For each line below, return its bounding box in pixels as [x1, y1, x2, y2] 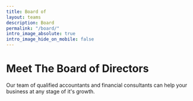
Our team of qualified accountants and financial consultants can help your [6, 81, 188, 89]
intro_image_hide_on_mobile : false [6, 36, 94, 42]
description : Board [6, 20, 55, 26]
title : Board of [6, 8, 46, 15]
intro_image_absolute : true [6, 31, 76, 37]
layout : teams [6, 14, 42, 20]
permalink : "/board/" [6, 25, 60, 31]
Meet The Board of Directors [6, 62, 149, 75]
